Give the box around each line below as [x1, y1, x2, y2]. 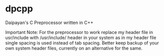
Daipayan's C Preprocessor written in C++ [5, 19, 94, 25]
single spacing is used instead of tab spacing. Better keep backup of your [5, 39, 159, 45]
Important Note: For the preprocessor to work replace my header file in [5, 29, 153, 35]
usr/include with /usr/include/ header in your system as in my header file [5, 34, 156, 40]
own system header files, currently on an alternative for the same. [5, 45, 143, 51]
